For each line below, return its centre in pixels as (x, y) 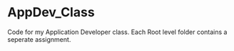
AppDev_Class (51, 12)
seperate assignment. (39, 39)
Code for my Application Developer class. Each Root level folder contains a (117, 32)
